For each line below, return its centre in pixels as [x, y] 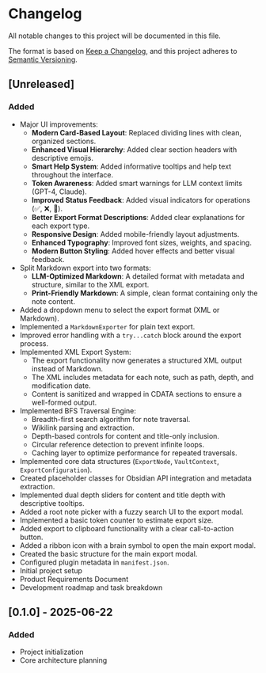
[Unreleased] [42, 84]
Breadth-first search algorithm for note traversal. [111, 419]
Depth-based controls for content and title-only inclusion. [125, 435]
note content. [53, 301]
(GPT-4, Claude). [59, 192]
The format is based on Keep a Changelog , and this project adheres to [123, 51]
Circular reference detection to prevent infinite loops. [118, 444]
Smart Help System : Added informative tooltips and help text [131, 166]
